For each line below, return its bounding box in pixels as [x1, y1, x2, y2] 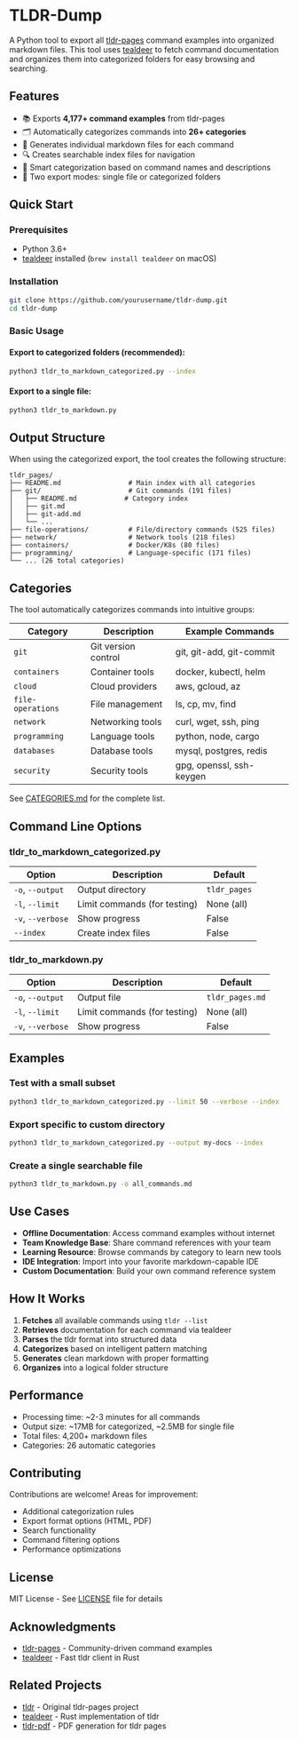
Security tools [90, 765, 149, 778]
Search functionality [21, 1525, 96, 1536]
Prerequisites [9, 224, 68, 236]
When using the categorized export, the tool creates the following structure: [9, 454, 286, 465]
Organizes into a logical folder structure [21, 1361, 169, 1373]
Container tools [90, 666, 155, 678]
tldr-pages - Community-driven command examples [21, 1642, 213, 1653]
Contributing [9, 1465, 82, 1481]
